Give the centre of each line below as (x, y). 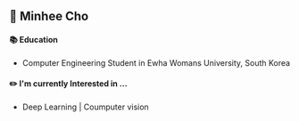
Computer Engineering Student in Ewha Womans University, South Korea (156, 62)
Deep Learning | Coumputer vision (85, 107)
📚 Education (33, 39)
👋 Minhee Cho (49, 16)
